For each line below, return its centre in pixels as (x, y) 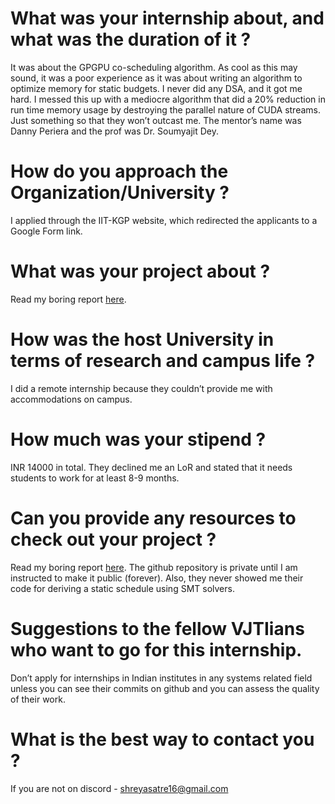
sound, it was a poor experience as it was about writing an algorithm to (156, 78)
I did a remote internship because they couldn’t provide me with (141, 388)
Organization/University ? (120, 193)
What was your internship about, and (167, 18)
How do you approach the (119, 171)
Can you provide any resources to (153, 518)
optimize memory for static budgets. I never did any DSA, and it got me (156, 88)
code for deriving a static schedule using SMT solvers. (122, 588)
